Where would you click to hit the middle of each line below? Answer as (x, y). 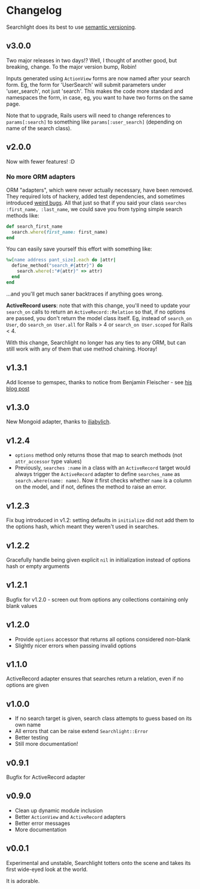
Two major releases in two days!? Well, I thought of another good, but (92, 60)
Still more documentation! (47, 744)
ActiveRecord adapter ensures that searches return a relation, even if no (95, 679)
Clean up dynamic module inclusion (59, 810)
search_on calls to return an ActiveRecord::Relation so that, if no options (96, 312)
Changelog (34, 10)
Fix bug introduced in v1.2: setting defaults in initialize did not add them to (100, 520)
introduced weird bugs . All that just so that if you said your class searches (96, 203)
